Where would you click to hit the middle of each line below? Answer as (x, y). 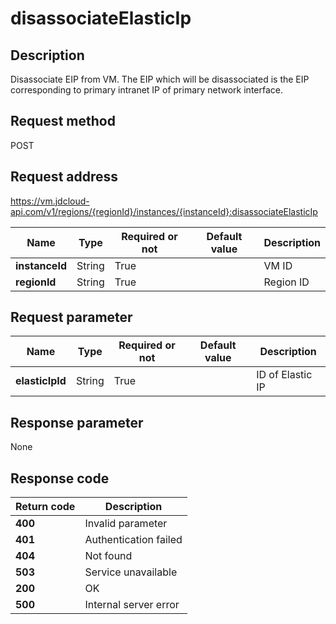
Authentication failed (133, 540)
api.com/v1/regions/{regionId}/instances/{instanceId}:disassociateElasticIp (164, 211)
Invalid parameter (126, 524)
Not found (108, 556)
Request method (63, 121)
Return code (45, 507)
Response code (60, 478)
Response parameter (77, 422)
